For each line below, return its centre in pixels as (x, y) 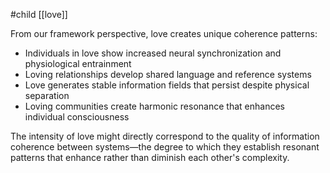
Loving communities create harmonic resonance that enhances (154, 106)
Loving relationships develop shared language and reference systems (168, 74)
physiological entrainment (78, 63)
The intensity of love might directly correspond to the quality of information (165, 136)
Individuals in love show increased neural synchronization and (153, 53)
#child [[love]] (39, 14)
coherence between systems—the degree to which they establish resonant (165, 147)
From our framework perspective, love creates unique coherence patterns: (164, 33)
